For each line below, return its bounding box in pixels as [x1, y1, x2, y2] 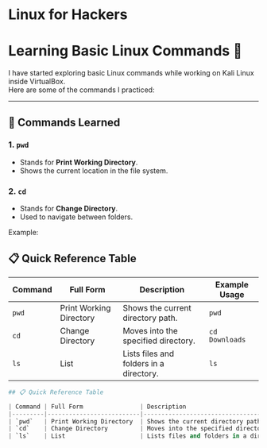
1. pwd [8, 139, 29, 150]
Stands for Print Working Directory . [19, 157, 138, 167]
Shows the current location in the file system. [19, 165, 168, 176]
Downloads [209, 335, 246, 344]
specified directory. [122, 335, 196, 346]
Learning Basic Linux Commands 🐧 [8, 42, 242, 60]
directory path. [122, 312, 178, 323]
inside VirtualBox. [8, 77, 66, 87]
